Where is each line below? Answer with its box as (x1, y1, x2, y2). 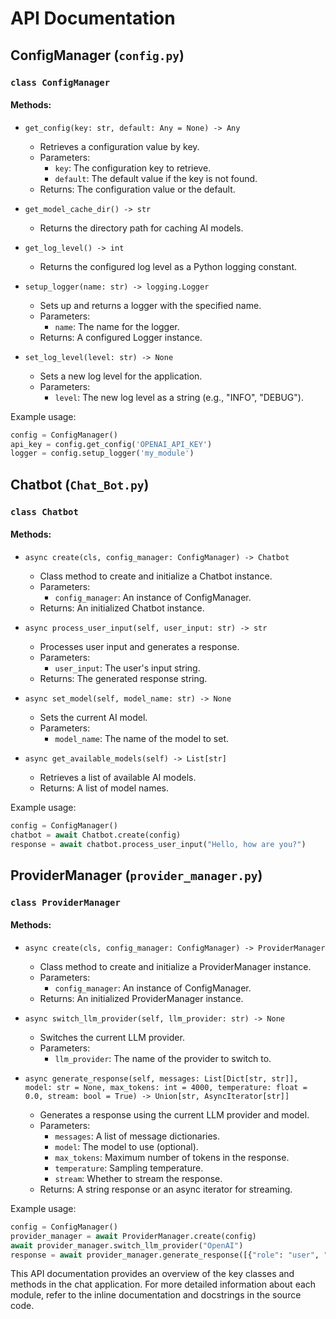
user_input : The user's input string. (54, 662, 201, 674)
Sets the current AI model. (39, 711, 148, 723)
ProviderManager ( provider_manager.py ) (10, 867, 263, 884)
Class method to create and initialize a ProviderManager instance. (39, 960, 312, 972)
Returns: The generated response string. (39, 672, 208, 684)
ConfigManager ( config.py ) (10, 47, 185, 64)
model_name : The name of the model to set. (54, 732, 229, 744)
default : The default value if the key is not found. (54, 172, 258, 184)
